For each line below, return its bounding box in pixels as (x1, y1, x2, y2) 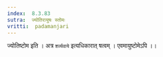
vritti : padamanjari (7, 23, 69, 30)
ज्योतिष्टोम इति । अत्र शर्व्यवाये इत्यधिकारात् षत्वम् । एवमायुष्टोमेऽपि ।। (7, 42, 157, 50)
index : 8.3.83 (7, 10, 51, 17)
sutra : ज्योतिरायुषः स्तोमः (7, 16, 65, 23)
